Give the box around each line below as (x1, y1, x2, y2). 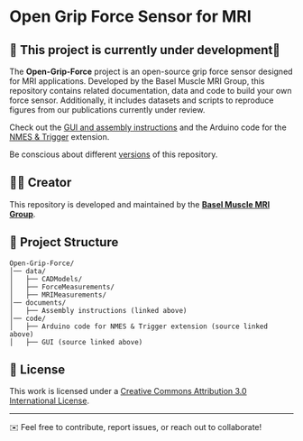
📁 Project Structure (9, 234, 119, 250)
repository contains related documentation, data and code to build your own (9, 86, 292, 96)
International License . (9, 395, 90, 407)
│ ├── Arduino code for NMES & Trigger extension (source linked (9, 322, 269, 331)
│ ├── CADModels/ (9, 274, 83, 283)
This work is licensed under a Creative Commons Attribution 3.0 (9, 386, 247, 397)
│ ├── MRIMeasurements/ (9, 290, 106, 299)
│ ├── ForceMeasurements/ (9, 282, 115, 291)
